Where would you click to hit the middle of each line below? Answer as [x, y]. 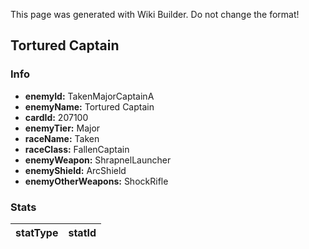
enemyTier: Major [62, 128]
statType [37, 232]
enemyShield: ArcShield [75, 170]
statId [82, 232]
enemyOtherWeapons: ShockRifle [96, 181]
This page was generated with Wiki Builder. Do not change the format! [155, 14]
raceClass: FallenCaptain [77, 149]
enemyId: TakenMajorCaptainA [89, 96]
